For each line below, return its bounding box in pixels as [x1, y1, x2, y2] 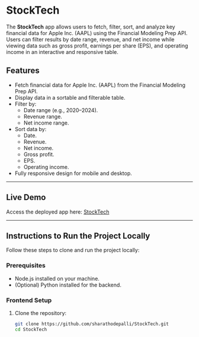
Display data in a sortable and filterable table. [14, 94, 126, 101]
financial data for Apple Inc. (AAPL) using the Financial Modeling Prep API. [6, 29, 188, 36]
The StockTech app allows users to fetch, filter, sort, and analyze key [6, 23, 176, 30]
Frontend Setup [6, 296, 52, 304]
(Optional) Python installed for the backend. [14, 281, 121, 288]
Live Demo [6, 192, 46, 202]
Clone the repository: [14, 309, 67, 316]
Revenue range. [23, 113, 62, 120]
